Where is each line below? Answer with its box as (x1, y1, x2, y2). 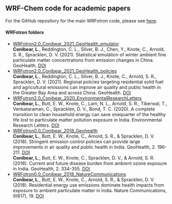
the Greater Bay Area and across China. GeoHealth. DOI (12, 89, 131, 96)
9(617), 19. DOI (12, 193, 44, 199)
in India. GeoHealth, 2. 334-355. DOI (12, 166, 90, 172)
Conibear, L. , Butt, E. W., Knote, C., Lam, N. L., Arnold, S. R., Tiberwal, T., (12, 101, 167, 107)
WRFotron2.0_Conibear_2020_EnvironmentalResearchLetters (12, 95, 142, 101)
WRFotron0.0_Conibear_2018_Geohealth (12, 128, 98, 134)
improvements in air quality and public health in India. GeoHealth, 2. (12, 144, 157, 150)
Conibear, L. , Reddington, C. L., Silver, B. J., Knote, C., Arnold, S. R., (12, 74, 157, 80)
